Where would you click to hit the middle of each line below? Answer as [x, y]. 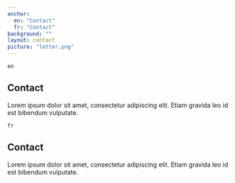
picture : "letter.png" [41, 47]
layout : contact [31, 40]
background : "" [30, 34]
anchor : [19, 14]
